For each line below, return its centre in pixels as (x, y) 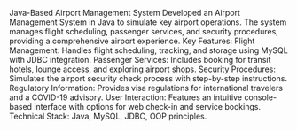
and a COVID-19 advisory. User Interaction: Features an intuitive (125, 97)
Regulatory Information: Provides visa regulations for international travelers (146, 88)
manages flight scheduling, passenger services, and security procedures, (144, 31)
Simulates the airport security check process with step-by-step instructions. (148, 78)
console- (260, 97)
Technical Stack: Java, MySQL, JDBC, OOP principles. (108, 116)
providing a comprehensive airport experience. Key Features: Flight (132, 41)
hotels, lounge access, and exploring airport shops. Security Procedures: (143, 69)
